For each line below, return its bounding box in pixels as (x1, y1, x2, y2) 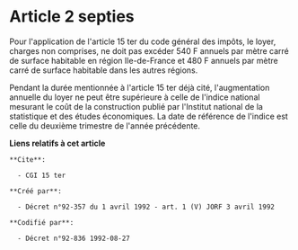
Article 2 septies (9, 6, 135, 27)
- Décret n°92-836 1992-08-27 (17, 234, 130, 243)
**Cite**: (9, 155, 47, 164)
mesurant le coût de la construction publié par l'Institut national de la (9, 101, 263, 112)
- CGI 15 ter (17, 171, 66, 180)
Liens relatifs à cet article (9, 138, 106, 148)
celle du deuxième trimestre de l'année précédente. (9, 120, 200, 131)
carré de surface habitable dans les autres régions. (9, 65, 198, 76)
